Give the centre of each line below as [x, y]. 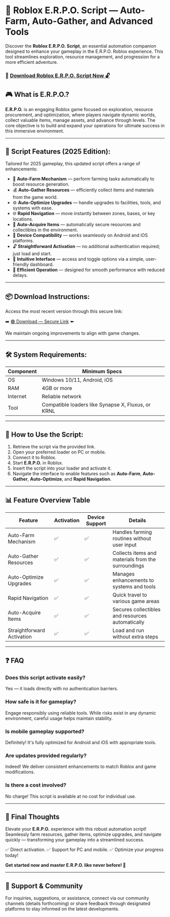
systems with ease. [33, 208]
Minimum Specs [102, 371]
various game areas [136, 601]
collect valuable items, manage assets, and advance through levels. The [80, 120]
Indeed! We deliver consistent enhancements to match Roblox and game [81, 767]
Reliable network [62, 397]
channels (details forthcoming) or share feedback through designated [78, 904]
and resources [130, 616]
